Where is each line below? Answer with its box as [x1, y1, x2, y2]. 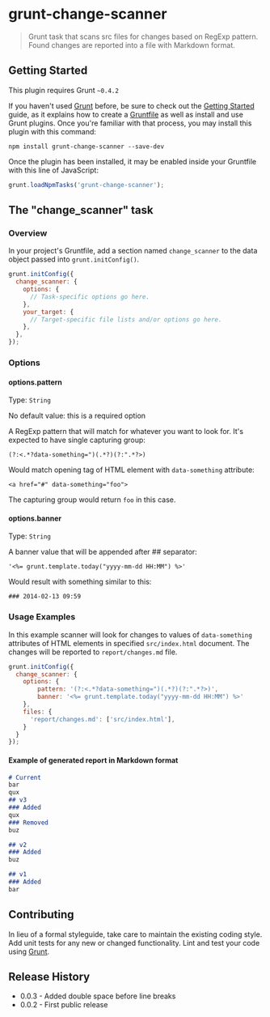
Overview [8, 228, 48, 239]
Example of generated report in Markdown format [8, 755, 179, 765]
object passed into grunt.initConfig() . [8, 254, 140, 264]
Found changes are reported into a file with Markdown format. [27, 40, 236, 49]
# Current [8, 773, 42, 781]
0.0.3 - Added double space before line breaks [19, 991, 176, 1001]
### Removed [8, 819, 49, 827]
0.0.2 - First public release [19, 1000, 108, 1010]
